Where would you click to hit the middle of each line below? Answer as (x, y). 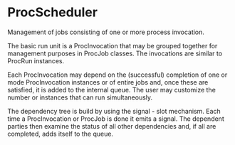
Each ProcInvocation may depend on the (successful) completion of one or (117, 75)
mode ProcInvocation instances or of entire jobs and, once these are (108, 82)
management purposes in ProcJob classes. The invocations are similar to (115, 53)
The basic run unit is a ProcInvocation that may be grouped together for (113, 45)
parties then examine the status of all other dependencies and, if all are (112, 126)
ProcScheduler (53, 12)
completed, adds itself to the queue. (61, 134)
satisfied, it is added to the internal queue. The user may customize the (111, 90)
